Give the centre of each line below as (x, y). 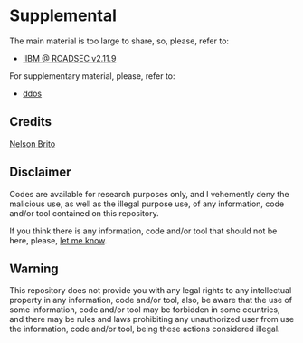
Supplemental (63, 16)
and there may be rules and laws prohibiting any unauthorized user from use (152, 319)
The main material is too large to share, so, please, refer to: (119, 41)
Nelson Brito (33, 143)
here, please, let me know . (58, 240)
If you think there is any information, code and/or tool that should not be (143, 231)
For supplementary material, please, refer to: (92, 76)
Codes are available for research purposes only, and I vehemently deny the (149, 194)
